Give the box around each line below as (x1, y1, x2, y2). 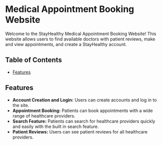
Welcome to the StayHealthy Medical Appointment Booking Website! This (5, 30, 156, 36)
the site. (12, 102, 29, 108)
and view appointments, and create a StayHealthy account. (5, 41, 127, 47)
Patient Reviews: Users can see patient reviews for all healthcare (12, 128, 147, 134)
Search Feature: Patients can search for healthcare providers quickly (12, 118, 155, 124)
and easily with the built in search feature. (12, 123, 99, 129)
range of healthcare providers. (12, 112, 75, 118)
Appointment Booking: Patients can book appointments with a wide (12, 107, 153, 113)
